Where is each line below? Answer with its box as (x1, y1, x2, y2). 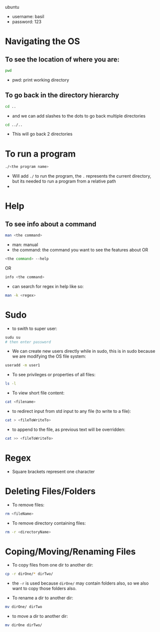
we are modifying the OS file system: (12, 353, 87, 359)
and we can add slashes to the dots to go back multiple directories (12, 113, 146, 119)
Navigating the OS (5, 36, 80, 47)
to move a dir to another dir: (12, 613, 68, 619)
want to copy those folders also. (12, 586, 77, 591)
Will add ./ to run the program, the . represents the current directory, (12, 173, 152, 179)
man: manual (12, 242, 38, 248)
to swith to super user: (12, 326, 57, 331)
